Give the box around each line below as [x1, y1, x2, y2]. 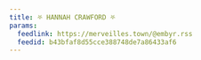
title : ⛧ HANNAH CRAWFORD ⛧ [9, 12, 116, 22]
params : [9, 21, 38, 30]
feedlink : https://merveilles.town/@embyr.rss [17, 29, 193, 38]
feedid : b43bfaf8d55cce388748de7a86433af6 [17, 37, 177, 47]
